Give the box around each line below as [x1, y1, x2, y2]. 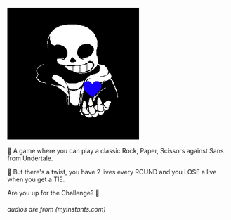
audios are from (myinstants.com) [7, 205, 107, 213]
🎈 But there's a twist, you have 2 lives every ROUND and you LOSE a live [7, 168, 217, 176]
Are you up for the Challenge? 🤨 [7, 189, 100, 197]
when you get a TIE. [7, 175, 65, 183]
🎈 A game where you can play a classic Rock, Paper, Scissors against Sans [7, 147, 224, 155]
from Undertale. [7, 154, 53, 162]
